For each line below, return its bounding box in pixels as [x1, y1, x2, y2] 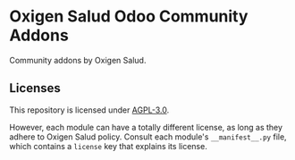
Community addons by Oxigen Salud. [9, 55, 147, 65]
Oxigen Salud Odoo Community [9, 6, 249, 27]
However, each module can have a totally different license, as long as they [9, 122, 283, 132]
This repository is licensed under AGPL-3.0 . [9, 105, 170, 115]
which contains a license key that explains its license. [9, 140, 207, 151]
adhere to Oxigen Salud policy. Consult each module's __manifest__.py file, [9, 131, 288, 142]
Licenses [9, 80, 61, 96]
